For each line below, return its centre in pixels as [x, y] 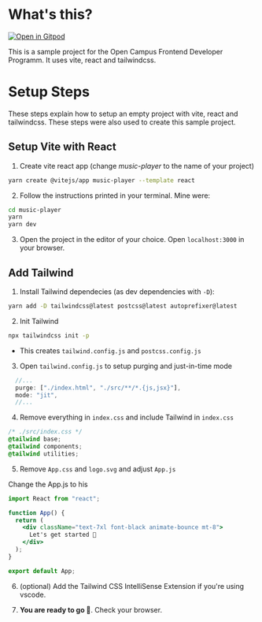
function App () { [37, 513]
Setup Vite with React [62, 147]
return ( [30, 520]
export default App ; [42, 571]
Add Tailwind [41, 272]
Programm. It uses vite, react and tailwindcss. [82, 60]
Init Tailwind [39, 321]
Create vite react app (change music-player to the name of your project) [137, 166]
